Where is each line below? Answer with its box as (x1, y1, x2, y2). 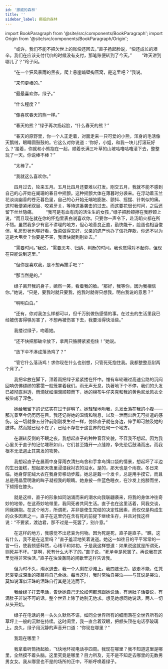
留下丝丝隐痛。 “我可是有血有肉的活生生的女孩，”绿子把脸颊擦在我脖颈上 (5, 209, 161, 215)
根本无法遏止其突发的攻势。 (5, 448, 62, 454)
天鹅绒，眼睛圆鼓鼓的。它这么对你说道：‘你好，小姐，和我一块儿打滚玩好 (5, 139, 155, 145)
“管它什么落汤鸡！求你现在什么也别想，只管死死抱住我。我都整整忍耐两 (14, 360, 161, 366)
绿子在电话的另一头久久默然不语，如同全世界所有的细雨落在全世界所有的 (14, 612, 163, 618)
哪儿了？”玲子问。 (5, 59, 42, 65)
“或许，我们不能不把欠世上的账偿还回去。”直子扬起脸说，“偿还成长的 (14, 46, 153, 52)
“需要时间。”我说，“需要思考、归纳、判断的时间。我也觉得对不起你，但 (14, 245, 158, 251)
